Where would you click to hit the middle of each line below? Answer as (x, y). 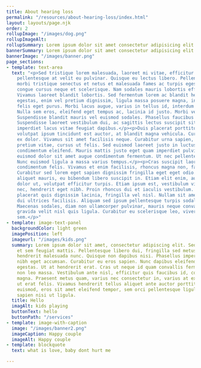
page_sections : (25, 62)
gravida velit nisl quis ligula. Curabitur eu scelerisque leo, (99, 212)
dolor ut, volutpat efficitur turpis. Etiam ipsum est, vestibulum (103, 184)
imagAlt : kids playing (40, 306)
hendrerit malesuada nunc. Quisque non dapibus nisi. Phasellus (99, 256)
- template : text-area (34, 67)
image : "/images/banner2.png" (49, 328)
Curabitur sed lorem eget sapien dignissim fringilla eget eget (99, 173)
